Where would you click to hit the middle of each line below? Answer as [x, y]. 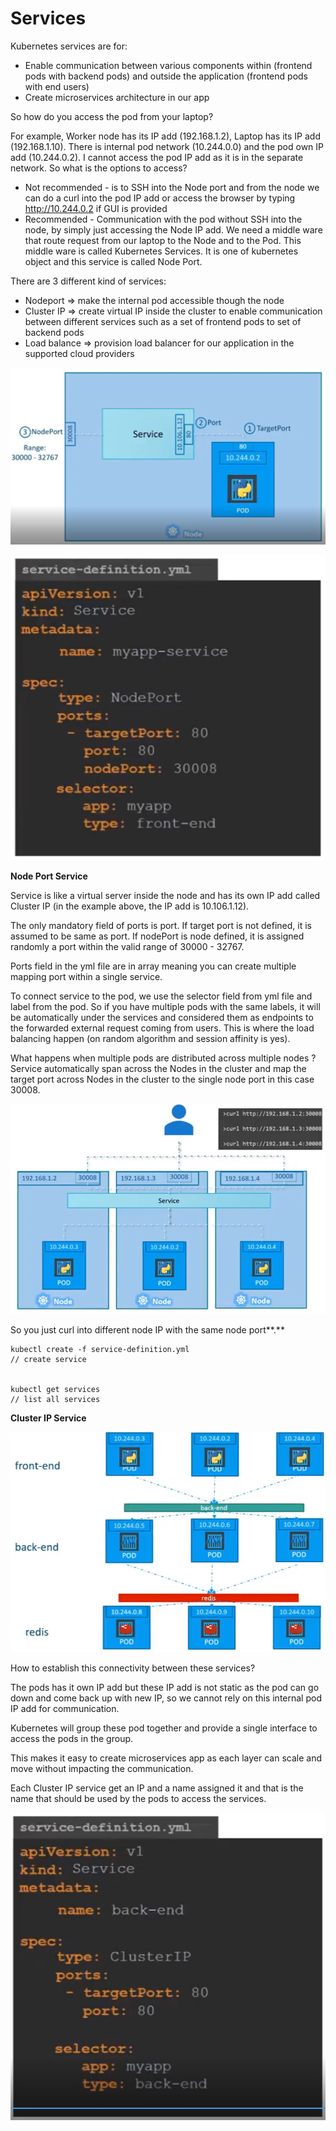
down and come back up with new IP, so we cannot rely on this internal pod [166, 1698]
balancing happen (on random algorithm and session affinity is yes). [150, 1038]
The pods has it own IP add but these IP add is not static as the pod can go [165, 1688]
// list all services [55, 1399]
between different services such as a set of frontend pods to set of [163, 321]
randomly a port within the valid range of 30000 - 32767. [127, 946]
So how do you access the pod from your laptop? [112, 116]
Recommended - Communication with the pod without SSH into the [163, 219]
